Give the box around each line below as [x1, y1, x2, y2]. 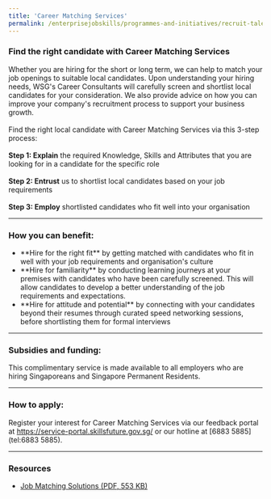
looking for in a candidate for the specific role [8, 159, 160, 168]
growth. [8, 107, 35, 117]
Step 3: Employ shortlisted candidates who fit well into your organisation [8, 201, 250, 211]
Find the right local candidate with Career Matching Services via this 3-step [8, 125, 260, 134]
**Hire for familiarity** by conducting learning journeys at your [19, 265, 231, 275]
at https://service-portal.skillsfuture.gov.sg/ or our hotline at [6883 [8, 426, 230, 436]
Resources [8, 463, 52, 474]
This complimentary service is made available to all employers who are [8, 363, 244, 373]
